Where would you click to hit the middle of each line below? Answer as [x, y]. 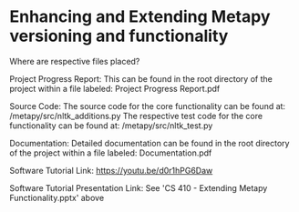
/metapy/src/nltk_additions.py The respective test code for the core [136, 116]
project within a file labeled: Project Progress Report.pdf [115, 88]
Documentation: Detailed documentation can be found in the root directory [149, 143]
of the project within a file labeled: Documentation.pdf [111, 153]
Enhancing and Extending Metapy [140, 17]
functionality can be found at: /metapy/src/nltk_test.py [111, 126]
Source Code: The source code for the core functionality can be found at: [147, 106]
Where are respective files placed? [75, 61]
